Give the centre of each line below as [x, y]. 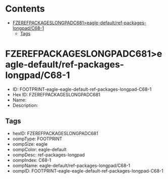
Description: [25, 105]
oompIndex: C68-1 [32, 160]
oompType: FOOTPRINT [37, 139]
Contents [25, 9]
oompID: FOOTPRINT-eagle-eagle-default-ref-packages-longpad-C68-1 [88, 171]
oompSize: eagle [30, 144]
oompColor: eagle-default [39, 149]
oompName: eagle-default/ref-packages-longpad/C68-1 [71, 165]
